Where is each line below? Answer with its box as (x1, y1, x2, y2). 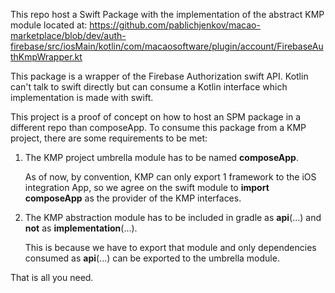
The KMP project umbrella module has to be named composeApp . (24, 152, 299, 163)
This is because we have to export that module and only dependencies (24, 242, 317, 253)
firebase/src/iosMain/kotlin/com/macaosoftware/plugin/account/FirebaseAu (10, 40, 324, 52)
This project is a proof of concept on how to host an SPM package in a (10, 111, 302, 123)
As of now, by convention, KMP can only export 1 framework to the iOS (24, 171, 317, 183)
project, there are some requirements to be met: (10, 132, 208, 144)
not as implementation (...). (24, 222, 138, 234)
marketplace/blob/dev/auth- (10, 30, 127, 41)
